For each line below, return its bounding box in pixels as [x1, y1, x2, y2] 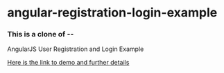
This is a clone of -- [7, 30, 74, 39]
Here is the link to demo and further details [7, 59, 130, 67]
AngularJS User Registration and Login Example [7, 45, 144, 53]
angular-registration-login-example [7, 5, 218, 21]
